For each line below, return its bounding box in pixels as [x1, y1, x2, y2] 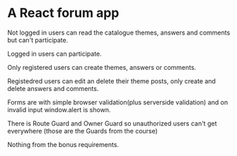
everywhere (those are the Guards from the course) [7, 126, 158, 135]
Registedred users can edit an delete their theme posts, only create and [7, 76, 216, 85]
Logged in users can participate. [7, 49, 103, 58]
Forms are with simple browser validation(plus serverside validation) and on [7, 97, 229, 107]
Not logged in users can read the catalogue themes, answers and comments [7, 28, 231, 37]
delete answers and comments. [7, 84, 99, 92]
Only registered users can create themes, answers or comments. [7, 63, 197, 71]
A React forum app [7, 5, 120, 21]
